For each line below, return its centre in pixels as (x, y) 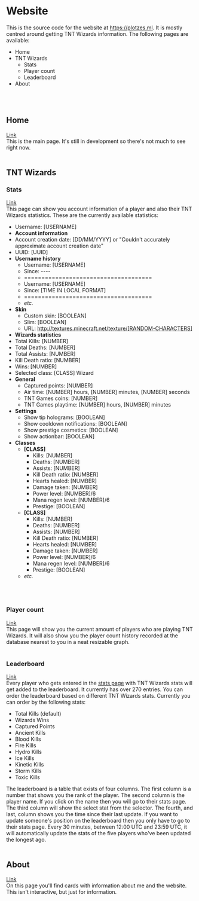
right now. (19, 147)
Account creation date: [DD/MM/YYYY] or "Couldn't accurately (92, 240)
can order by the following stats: (46, 702)
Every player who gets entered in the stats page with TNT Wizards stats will (99, 683)
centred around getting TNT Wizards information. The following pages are (97, 33)
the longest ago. (26, 840)
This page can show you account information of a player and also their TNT (99, 209)
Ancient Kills (30, 733)
